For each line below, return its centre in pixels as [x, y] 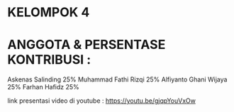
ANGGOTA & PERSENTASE [87, 45]
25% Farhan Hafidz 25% [43, 87]
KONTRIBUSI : [49, 60]
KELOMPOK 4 [49, 12]
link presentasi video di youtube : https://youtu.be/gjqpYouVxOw [102, 101]
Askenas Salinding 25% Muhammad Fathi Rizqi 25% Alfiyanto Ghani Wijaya [117, 79]
